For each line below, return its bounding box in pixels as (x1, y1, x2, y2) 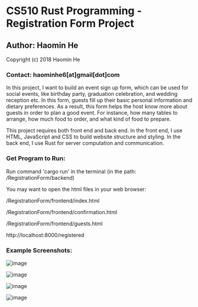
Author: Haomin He (6, 40, 79, 50)
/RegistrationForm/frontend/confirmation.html (6, 208, 118, 215)
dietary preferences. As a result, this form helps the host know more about (6, 103, 188, 110)
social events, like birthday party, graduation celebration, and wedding (6, 91, 178, 98)
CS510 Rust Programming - (6, 4, 142, 18)
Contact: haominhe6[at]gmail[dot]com (6, 70, 120, 79)
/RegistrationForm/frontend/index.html (6, 197, 100, 204)
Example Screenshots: (6, 246, 73, 254)
